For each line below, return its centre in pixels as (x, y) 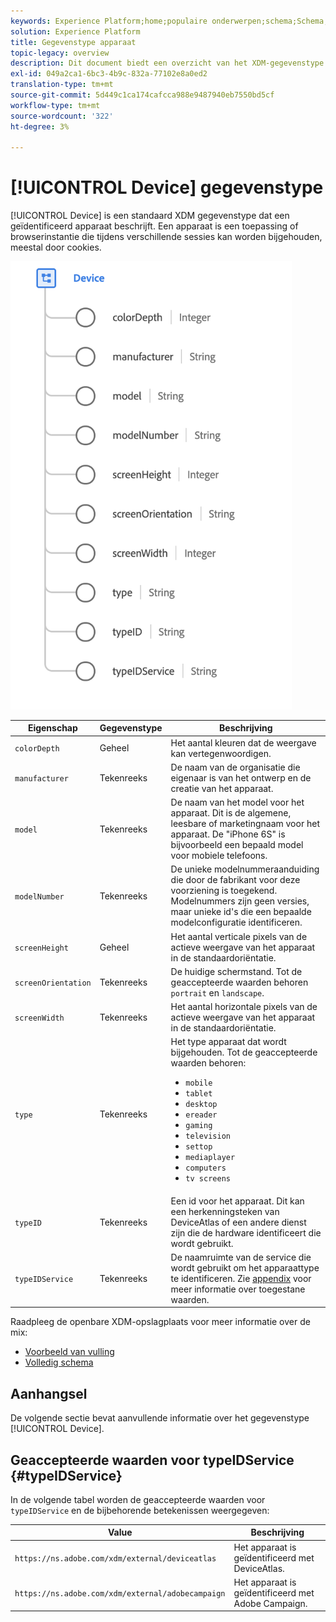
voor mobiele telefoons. (219, 856)
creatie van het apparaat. (222, 788)
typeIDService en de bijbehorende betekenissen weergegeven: (140, 1510)
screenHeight (41, 948)
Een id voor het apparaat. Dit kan (237, 1201)
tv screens (208, 1179)
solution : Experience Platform (75, 31)
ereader (201, 1115)
